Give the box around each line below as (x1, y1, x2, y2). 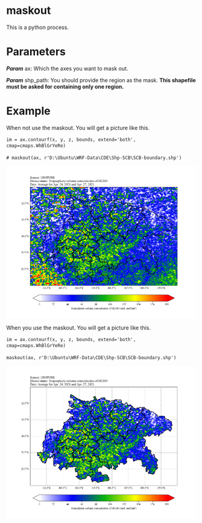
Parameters (6, 45, 66, 59)
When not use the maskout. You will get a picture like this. (6, 124, 150, 131)
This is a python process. (6, 24, 69, 31)
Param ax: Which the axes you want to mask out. (6, 65, 128, 72)
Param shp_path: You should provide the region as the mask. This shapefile (6, 76, 196, 83)
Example (6, 104, 51, 118)
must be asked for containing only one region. (6, 83, 124, 90)
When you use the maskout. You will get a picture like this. (6, 324, 151, 331)
